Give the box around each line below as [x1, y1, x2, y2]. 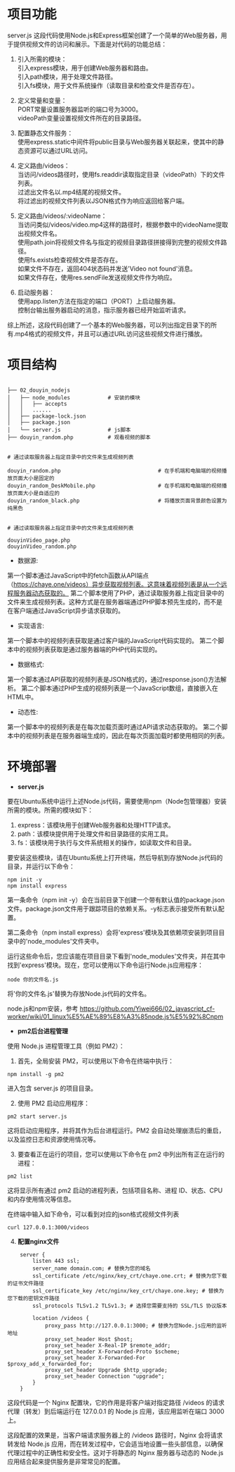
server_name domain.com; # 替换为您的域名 [32, 1265, 151, 1272]
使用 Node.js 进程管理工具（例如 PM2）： [7, 1042, 125, 1050]
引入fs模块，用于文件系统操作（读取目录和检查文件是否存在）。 [17, 81, 199, 89]
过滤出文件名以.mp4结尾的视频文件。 [17, 187, 125, 196]
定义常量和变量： [17, 96, 67, 104]
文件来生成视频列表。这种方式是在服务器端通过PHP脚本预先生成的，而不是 [7, 597, 223, 606]
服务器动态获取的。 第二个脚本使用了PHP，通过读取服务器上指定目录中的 [13, 589, 224, 597]
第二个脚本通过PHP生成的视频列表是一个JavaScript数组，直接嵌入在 [20, 684, 219, 692]
